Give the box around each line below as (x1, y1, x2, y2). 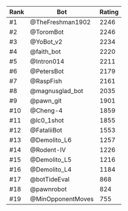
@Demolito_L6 (30, 136, 72, 144)
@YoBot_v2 (30, 37, 63, 46)
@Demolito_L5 (30, 155, 72, 164)
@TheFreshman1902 (30, 18, 91, 26)
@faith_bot (30, 48, 62, 56)
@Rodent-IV (30, 146, 66, 154)
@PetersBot (30, 67, 65, 75)
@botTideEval (30, 175, 70, 183)
